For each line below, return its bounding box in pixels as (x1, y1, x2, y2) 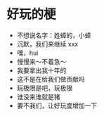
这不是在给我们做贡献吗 (16, 75, 85, 83)
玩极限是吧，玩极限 (16, 84, 73, 92)
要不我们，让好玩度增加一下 (16, 101, 98, 110)
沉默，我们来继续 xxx (16, 39, 79, 48)
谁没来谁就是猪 (16, 92, 60, 101)
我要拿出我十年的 (16, 66, 67, 75)
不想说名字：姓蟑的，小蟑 (16, 31, 91, 39)
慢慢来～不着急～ (16, 57, 67, 65)
